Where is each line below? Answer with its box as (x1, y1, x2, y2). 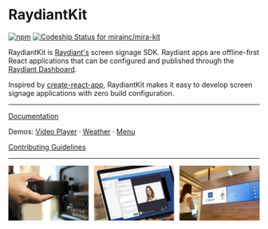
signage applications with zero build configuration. (8, 88, 175, 97)
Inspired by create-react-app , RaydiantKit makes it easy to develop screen (8, 80, 253, 89)
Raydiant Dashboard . (8, 64, 77, 73)
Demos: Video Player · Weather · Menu (8, 126, 136, 136)
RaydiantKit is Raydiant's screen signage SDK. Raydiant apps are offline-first (8, 47, 259, 57)
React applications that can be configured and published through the (8, 56, 235, 65)
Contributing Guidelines (8, 142, 86, 152)
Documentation (8, 111, 59, 120)
